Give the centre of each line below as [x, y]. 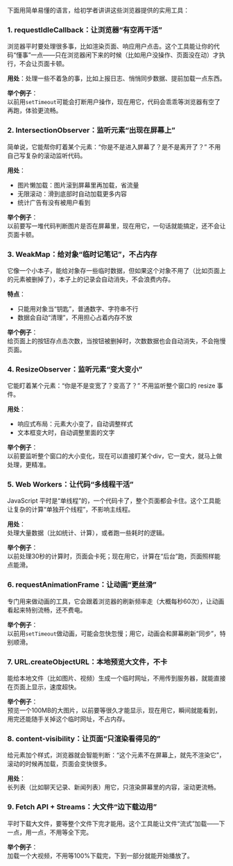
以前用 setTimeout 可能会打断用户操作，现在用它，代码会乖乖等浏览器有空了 [114, 102]
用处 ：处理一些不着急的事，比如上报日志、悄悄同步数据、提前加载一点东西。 [116, 78]
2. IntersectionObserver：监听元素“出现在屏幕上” [91, 131]
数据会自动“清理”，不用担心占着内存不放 [75, 317]
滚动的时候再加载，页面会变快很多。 [59, 764]
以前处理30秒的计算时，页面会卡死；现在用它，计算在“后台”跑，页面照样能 [114, 556]
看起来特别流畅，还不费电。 [47, 610]
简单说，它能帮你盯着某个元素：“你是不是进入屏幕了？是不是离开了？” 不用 [114, 147]
